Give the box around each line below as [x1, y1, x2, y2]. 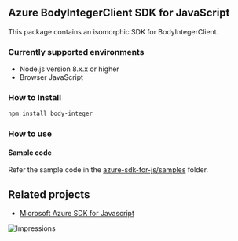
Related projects [8, 188, 90, 201]
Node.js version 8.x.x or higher [19, 64, 119, 74]
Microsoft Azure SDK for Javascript [19, 209, 135, 218]
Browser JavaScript [19, 73, 84, 82]
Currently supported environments [8, 46, 145, 57]
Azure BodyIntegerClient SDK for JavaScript [8, 6, 230, 20]
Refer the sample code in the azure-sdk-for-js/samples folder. [8, 165, 209, 174]
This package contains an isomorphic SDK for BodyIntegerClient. [8, 27, 219, 36]
